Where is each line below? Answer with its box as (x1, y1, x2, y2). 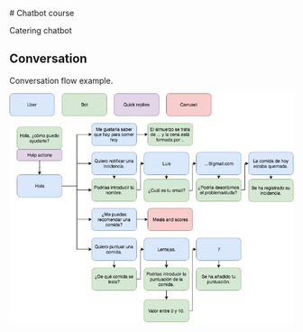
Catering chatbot (9, 25, 72, 35)
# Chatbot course (9, 8, 75, 18)
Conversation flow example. (9, 75, 114, 86)
